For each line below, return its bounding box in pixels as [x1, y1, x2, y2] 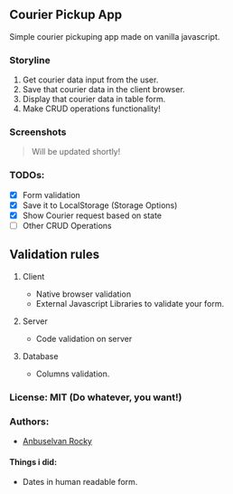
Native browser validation [35, 289, 132, 299]
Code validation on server [35, 333, 133, 344]
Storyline [9, 53, 51, 66]
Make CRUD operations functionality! [22, 103, 161, 114]
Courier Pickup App [9, 7, 123, 23]
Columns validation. [35, 368, 110, 379]
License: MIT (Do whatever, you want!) [9, 391, 182, 404]
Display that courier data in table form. [22, 94, 166, 105]
